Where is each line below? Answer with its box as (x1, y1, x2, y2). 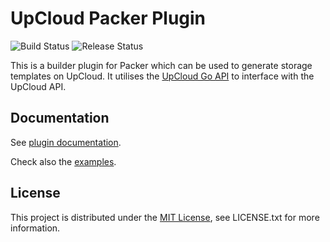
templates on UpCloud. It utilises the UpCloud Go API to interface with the (10, 70, 315, 82)
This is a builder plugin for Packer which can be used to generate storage (10, 59, 313, 71)
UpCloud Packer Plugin (10, 7, 207, 30)
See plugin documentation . (10, 136, 122, 148)
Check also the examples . (10, 155, 117, 167)
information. (10, 222, 61, 234)
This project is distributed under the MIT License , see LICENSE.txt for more (10, 211, 320, 223)
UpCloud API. (10, 80, 67, 92)
